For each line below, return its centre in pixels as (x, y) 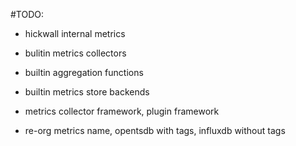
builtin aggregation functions (84, 72)
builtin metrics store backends (87, 92)
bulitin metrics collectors (75, 53)
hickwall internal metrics (75, 33)
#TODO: (27, 14)
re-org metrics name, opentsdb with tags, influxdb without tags (155, 130)
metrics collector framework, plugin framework (122, 111)
